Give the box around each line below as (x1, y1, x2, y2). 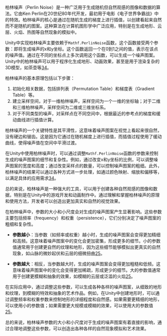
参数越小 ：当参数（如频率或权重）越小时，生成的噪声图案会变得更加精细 (12, 232, 161, 238)
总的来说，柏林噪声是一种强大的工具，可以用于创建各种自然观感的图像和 (5, 186, 153, 191)
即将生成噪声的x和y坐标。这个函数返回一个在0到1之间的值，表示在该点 (13, 46, 159, 52)
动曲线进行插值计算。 (12, 117, 56, 123)
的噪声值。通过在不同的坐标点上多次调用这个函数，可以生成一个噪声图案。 (5, 52, 158, 58)
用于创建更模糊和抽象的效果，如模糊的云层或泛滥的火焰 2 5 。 (12, 273, 136, 279)
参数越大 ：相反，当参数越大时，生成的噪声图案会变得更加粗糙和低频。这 (12, 261, 161, 267)
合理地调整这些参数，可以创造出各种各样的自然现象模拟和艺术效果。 (9, 326, 149, 332)
